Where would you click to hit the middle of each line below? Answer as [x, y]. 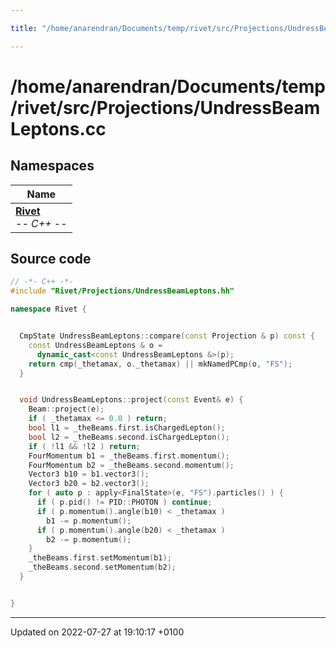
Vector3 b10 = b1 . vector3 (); [89, 474]
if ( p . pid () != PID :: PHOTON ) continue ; [124, 502]
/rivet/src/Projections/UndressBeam [165, 107]
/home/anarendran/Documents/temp [168, 86]
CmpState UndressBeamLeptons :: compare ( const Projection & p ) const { [167, 336]
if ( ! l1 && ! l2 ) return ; [84, 446]
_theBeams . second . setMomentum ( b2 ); [102, 567]
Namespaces [52, 166]
